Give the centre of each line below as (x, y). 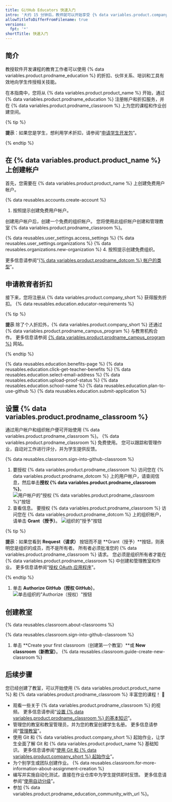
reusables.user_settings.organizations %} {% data (58, 243)
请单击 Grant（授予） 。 (36, 521)
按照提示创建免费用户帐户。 (42, 210)
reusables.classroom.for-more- (123, 763)
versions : (16, 24)
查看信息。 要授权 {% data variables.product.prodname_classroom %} (87, 508)
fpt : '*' (19, 29)
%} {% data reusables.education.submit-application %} (88, 391)
